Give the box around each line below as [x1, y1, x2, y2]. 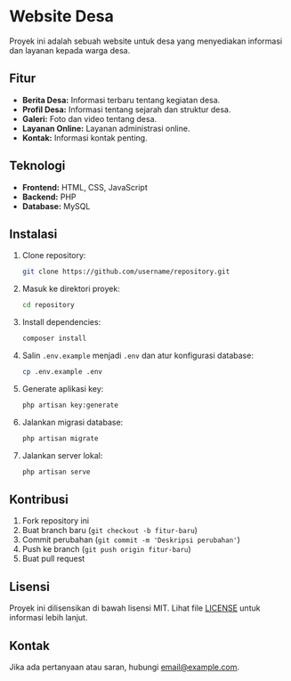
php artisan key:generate [21, 401, 118, 409]
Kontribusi [9, 491, 69, 507]
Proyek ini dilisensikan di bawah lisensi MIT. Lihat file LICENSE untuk [9, 603, 261, 613]
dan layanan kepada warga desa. [9, 45, 131, 55]
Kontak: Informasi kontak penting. [21, 132, 149, 143]
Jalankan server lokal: [21, 450, 103, 460]
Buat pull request [21, 554, 85, 564]
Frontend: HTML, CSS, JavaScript [21, 182, 149, 192]
